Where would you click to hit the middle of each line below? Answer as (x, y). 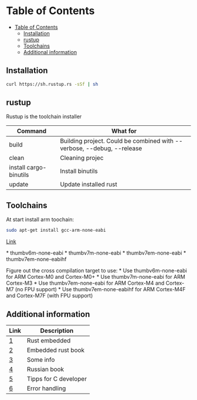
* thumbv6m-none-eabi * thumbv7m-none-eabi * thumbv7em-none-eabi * (96, 253)
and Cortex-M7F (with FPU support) (50, 296)
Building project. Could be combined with (117, 141)
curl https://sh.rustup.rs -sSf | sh (52, 84)
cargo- (37, 168)
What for (124, 131)
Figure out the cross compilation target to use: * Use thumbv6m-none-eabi (97, 271)
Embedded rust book (56, 350)
